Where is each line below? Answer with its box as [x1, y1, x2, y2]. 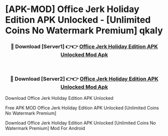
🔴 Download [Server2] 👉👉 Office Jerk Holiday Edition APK [10, 75, 159, 82]
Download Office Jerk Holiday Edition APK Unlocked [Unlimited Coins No [5, 119, 156, 126]
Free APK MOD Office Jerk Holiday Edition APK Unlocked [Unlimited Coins [5, 104, 159, 111]
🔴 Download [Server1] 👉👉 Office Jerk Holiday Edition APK [11, 43, 158, 50]
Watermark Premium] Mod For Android [5, 125, 85, 131]
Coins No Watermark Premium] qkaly [5, 25, 163, 36]
